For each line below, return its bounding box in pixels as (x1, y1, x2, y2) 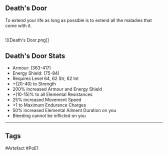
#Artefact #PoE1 (5, 145, 39, 151)
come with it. (5, 22, 32, 28)
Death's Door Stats (5, 51, 65, 60)
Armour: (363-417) (12, 65, 51, 71)
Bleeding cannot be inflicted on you (12, 112, 86, 119)
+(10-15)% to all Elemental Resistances (12, 91, 93, 97)
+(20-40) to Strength (12, 81, 56, 87)
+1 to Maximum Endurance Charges (12, 102, 86, 108)
